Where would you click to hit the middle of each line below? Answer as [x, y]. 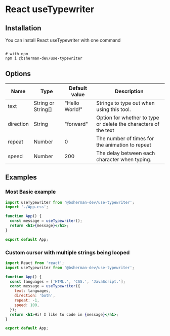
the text [105, 130]
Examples [21, 178]
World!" [74, 109]
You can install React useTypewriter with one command [63, 40]
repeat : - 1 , [27, 301]
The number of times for [125, 138]
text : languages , [33, 291]
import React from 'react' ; [35, 263]
